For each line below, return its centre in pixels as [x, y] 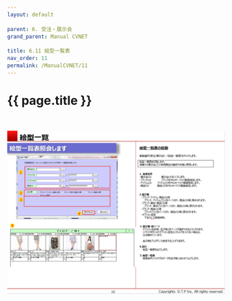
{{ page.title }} [50, 100]
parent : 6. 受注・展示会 [40, 29]
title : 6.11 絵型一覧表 [39, 51]
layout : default [30, 14]
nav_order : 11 [28, 59]
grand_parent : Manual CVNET [48, 37]
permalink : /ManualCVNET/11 [48, 66]
